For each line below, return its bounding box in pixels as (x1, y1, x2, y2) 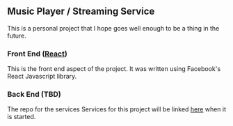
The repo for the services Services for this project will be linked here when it (7, 105, 227, 113)
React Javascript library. (7, 72, 77, 81)
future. (7, 31, 26, 40)
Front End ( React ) (7, 49, 67, 58)
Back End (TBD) (7, 90, 61, 100)
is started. (7, 113, 36, 121)
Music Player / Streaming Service (7, 6, 155, 17)
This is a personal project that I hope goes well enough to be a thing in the (7, 24, 220, 32)
